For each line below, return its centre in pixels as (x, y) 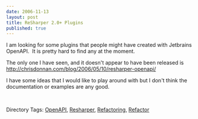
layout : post (22, 17)
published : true (26, 28)
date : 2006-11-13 (28, 12)
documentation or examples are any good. (58, 87)
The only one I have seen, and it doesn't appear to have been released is (95, 63)
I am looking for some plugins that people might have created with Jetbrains (99, 45)
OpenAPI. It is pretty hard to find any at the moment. (71, 52)
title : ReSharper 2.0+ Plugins (45, 22)
